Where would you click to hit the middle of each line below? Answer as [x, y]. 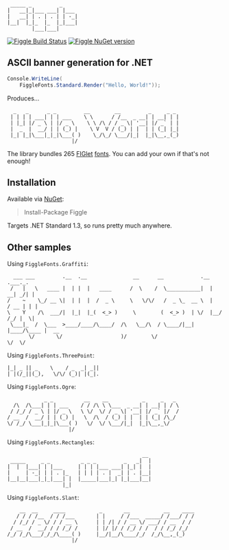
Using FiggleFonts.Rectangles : [51, 442]
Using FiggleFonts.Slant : [43, 498]
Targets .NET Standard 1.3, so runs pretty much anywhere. [90, 225]
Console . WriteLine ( [35, 78]
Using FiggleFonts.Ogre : [42, 387]
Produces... [23, 98]
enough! [19, 161]
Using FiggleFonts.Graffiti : [48, 264]
